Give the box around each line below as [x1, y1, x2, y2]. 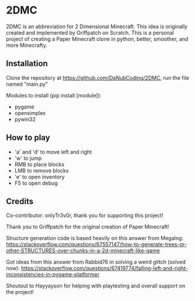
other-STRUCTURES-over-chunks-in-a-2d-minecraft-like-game [6, 247, 160, 254]
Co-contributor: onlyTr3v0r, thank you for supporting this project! [6, 212, 164, 219]
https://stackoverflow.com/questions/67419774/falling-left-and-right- [20, 265, 189, 272]
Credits [6, 196, 34, 206]
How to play [6, 133, 50, 143]
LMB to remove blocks [14, 167, 69, 174]
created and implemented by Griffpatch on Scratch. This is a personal [6, 29, 175, 36]
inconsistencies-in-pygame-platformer [6, 271, 100, 278]
